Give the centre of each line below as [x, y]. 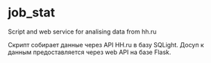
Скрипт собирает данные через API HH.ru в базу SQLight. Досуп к [106, 45]
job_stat [32, 13]
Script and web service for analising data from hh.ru [82, 32]
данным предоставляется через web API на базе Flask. [90, 52]
